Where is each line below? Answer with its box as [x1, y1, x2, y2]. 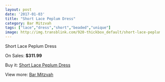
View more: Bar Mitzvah [5, 72, 54, 77]
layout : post [5, 7, 32, 12]
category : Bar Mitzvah [5, 20, 52, 26]
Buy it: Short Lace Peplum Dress [5, 62, 71, 68]
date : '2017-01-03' [5, 12, 45, 17]
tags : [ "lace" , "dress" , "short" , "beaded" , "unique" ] [5, 25, 111, 30]
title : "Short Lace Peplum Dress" [5, 16, 76, 21]
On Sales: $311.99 [5, 53, 42, 59]
